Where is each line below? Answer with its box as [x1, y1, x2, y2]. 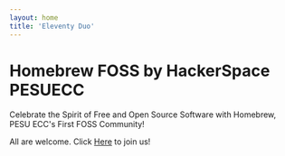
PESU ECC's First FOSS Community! [9, 119, 145, 130]
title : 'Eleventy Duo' [9, 22, 95, 31]
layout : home [9, 13, 59, 23]
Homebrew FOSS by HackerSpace [9, 60, 271, 81]
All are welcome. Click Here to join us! [9, 136, 151, 147]
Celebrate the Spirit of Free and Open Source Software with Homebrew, [9, 109, 277, 120]
